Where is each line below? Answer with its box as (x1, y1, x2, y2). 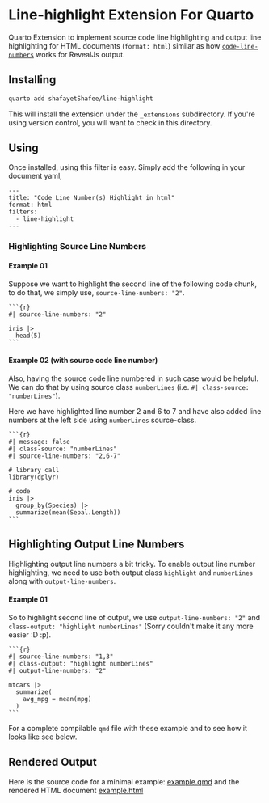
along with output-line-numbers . (8, 576, 116, 585)
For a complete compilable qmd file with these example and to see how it (8, 723, 248, 733)
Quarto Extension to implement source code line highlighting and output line (8, 32, 262, 42)
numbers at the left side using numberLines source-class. (8, 415, 197, 425)
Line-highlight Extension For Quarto (8, 6, 254, 24)
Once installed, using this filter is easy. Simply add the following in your (8, 163, 246, 172)
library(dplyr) (8, 473, 60, 481)
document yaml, (8, 171, 62, 181)
